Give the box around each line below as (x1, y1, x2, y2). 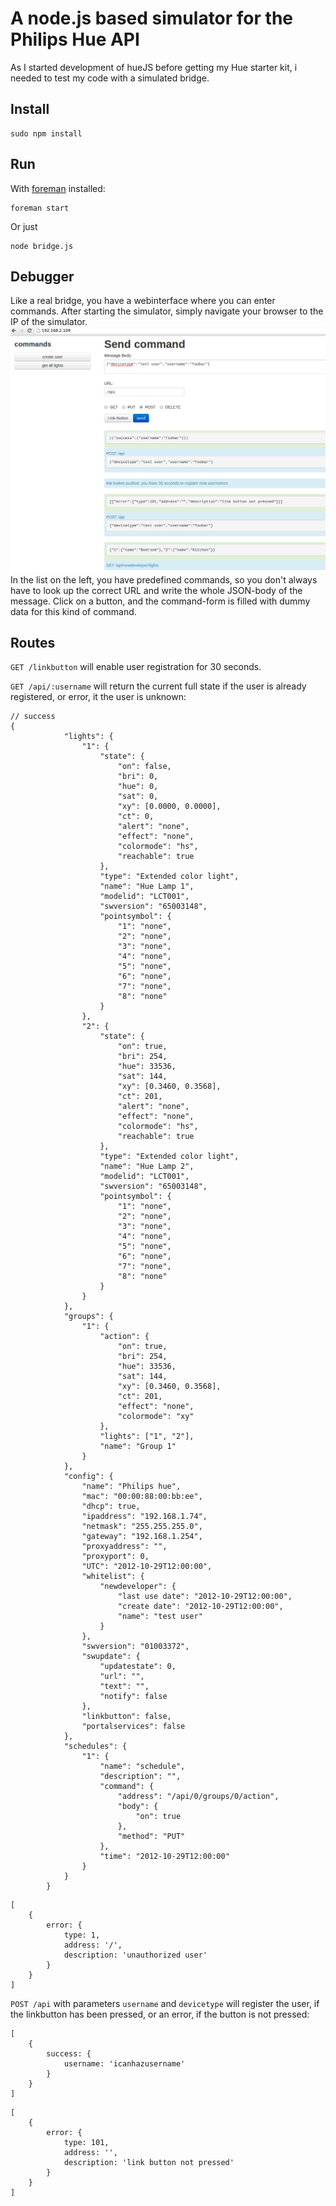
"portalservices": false (81, 1722, 186, 1732)
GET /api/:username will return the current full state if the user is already (10, 680, 307, 692)
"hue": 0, (117, 782, 159, 792)
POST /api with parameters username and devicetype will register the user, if (10, 1998, 320, 2010)
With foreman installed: (10, 182, 106, 194)
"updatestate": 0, (99, 1662, 177, 1672)
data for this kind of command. (10, 605, 137, 617)
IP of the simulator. (10, 316, 88, 328)
